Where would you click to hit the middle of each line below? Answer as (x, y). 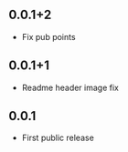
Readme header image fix (70, 87)
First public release (58, 138)
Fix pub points (48, 36)
